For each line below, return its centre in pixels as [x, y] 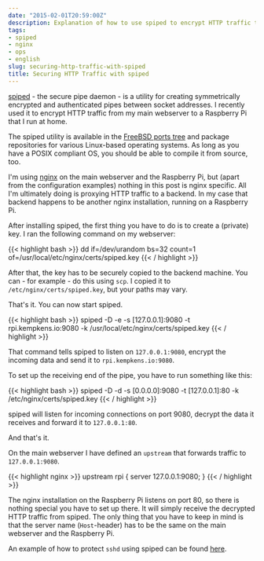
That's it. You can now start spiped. [66, 304]
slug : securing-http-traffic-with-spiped [77, 67]
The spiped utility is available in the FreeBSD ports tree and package [119, 136]
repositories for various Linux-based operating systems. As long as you [124, 145]
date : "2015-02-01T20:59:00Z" [58, 15]
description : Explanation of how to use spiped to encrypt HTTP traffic [130, 23]
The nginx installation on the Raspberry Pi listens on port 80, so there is [124, 500]
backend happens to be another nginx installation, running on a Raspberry [128, 202]
